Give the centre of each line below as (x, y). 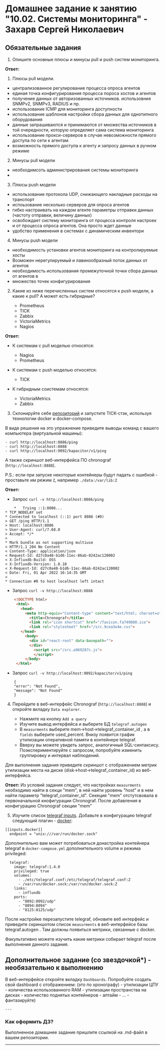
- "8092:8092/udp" (37, 901)
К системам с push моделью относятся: (55, 370)
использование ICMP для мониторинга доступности (67, 109)
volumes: (23, 876)
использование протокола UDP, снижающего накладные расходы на (85, 194)
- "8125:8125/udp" (37, 910)
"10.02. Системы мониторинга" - (76, 19)
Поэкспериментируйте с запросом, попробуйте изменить (81, 750)
